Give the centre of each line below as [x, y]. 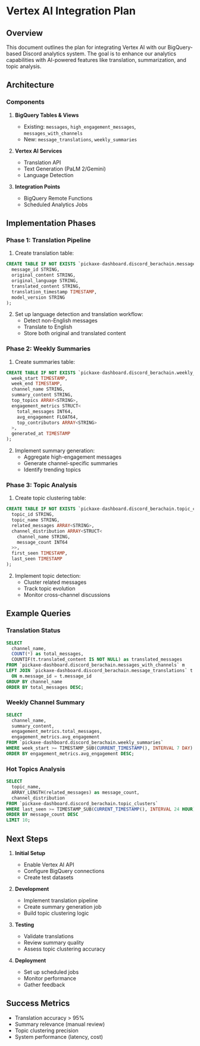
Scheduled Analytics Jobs [56, 205]
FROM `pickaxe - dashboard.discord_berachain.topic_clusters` [82, 803]
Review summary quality [54, 942]
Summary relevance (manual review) [60, 1024]
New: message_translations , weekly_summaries [80, 139]
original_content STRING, [44, 276]
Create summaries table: [45, 361]
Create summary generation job [63, 906]
